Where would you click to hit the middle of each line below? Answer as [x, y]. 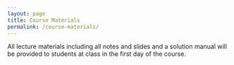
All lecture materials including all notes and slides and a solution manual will [117, 47]
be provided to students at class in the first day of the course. [97, 54]
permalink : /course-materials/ [53, 27]
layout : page [26, 14]
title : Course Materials [44, 20]
